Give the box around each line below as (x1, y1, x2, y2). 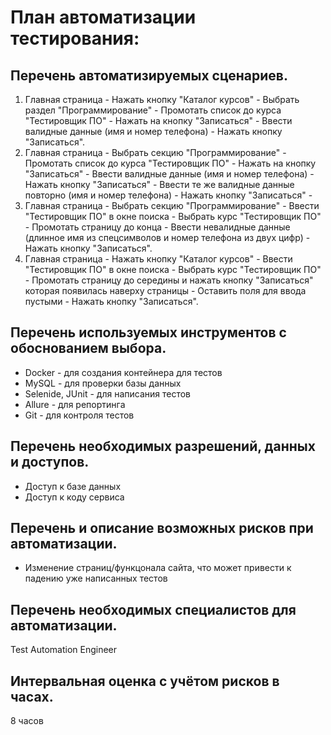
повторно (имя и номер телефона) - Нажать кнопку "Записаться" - (24, 189, 313, 201)
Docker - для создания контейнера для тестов (24, 366, 223, 378)
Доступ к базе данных (24, 480, 122, 492)
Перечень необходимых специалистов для (10, 601, 297, 618)
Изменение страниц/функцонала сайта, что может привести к (24, 562, 292, 574)
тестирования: (10, 27, 140, 50)
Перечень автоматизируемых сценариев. (10, 67, 288, 84)
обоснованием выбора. (10, 340, 167, 357)
